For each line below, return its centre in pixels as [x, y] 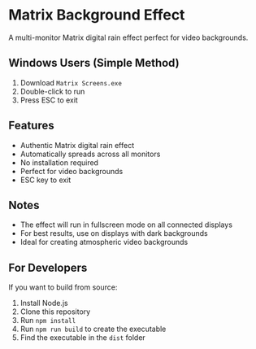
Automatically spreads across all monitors [90, 154]
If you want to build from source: [63, 287]
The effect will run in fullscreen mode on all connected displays [126, 225]
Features [31, 126]
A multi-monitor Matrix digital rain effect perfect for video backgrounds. [128, 37]
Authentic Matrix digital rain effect [77, 145]
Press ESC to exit [49, 100]
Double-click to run [52, 91]
